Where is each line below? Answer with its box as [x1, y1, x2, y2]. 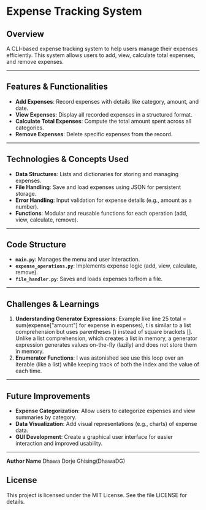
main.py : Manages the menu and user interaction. [15, 256, 140, 263]
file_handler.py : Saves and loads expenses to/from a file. [15, 275, 163, 283]
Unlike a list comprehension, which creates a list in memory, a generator [15, 334, 198, 342]
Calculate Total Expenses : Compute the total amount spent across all [15, 117, 192, 125]
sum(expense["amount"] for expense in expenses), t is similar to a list [15, 322, 191, 329]
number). [15, 203, 39, 210]
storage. [15, 190, 37, 197]
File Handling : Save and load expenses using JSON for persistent [15, 183, 181, 191]
